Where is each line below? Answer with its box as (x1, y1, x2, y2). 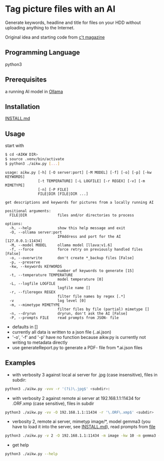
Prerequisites (5, 76, 47, 84)
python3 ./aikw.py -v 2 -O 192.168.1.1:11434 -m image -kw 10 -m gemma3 (5, 433, 156, 438)
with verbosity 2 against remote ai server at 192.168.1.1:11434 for (12, 395, 141, 401)
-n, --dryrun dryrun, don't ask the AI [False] (9, 311, 128, 316)
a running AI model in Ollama (5, 88, 63, 94)
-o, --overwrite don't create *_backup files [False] (9, 255, 134, 260)
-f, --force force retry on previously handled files (9, 247, 143, 252)
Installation (5, 103, 40, 111)
